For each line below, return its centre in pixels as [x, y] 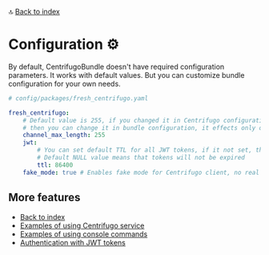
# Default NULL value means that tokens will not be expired [141, 158]
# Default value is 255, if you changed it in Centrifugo [121, 120]
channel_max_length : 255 [64, 136]
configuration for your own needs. [65, 83]
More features [44, 198]
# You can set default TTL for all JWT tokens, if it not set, [145, 150]
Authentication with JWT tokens [73, 242]
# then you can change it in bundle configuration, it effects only [139, 127]
